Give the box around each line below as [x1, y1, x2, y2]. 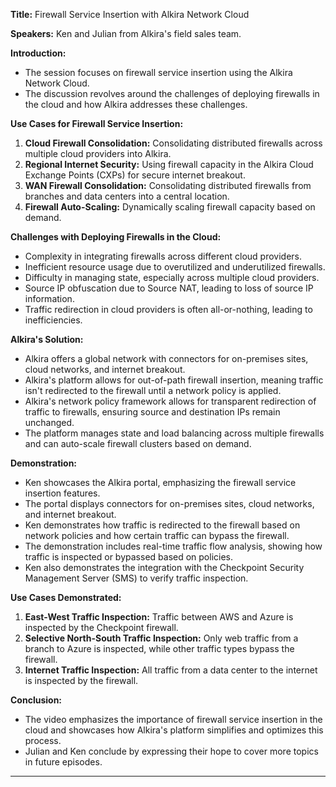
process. [24, 735, 62, 746]
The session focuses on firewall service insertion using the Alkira [24, 67, 293, 78]
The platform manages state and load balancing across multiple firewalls [24, 427, 325, 439]
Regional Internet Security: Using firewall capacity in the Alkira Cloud [24, 159, 314, 170]
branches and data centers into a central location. [24, 190, 230, 202]
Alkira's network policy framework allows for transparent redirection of [24, 395, 317, 407]
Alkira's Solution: [10, 334, 84, 345]
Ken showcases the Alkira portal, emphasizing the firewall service [24, 477, 297, 488]
